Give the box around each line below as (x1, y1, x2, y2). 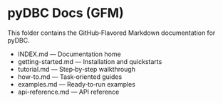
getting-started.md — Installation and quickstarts (17, 57, 162, 65)
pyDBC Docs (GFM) (7, 5, 124, 21)
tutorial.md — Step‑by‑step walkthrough (17, 65, 135, 73)
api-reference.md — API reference (17, 87, 120, 96)
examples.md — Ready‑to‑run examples (17, 80, 135, 88)
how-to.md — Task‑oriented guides (17, 72, 123, 81)
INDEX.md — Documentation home (17, 50, 121, 58)
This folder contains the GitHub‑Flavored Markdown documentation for (7, 28, 216, 37)
